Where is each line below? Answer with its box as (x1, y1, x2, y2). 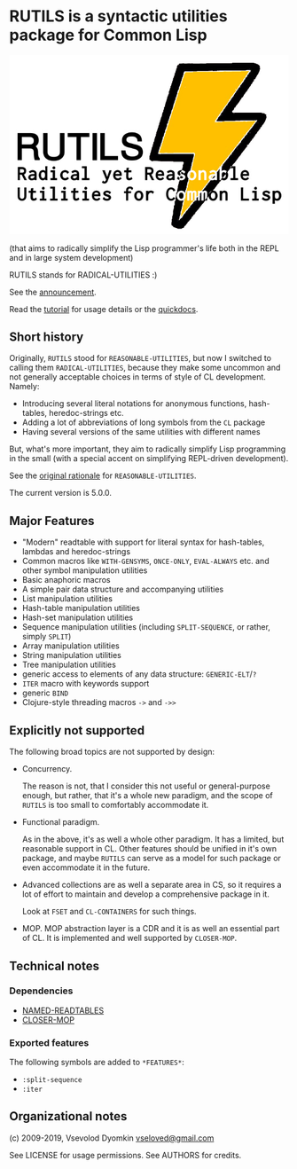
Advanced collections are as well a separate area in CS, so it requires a (21, 880, 282, 890)
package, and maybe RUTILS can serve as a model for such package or (21, 853, 282, 864)
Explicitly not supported (9, 723, 145, 738)
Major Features (9, 513, 95, 529)
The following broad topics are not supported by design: (9, 747, 215, 757)
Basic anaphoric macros (21, 575, 111, 585)
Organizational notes (9, 1109, 128, 1124)
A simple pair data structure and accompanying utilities (21, 584, 224, 595)
